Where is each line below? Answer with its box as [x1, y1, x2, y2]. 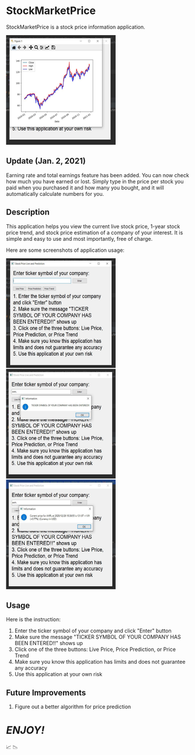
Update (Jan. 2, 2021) [6, 156, 86, 166]
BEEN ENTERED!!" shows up [14, 640, 83, 647]
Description [6, 207, 50, 217]
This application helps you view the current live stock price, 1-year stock [6, 223, 180, 230]
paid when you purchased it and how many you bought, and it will [6, 184, 165, 191]
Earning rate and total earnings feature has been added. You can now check [6, 171, 190, 179]
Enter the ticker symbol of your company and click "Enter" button [14, 627, 172, 635]
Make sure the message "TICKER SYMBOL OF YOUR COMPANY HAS [14, 633, 181, 640]
